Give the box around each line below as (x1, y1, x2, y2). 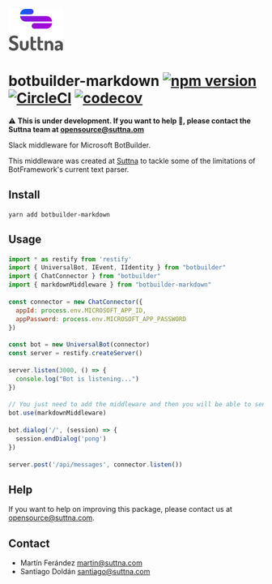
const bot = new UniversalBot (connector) (8, 341, 151, 349)
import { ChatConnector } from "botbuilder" (8, 273, 161, 281)
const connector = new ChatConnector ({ (8, 298, 143, 306)
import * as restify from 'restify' (8, 255, 132, 264)
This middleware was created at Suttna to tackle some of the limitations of (8, 156, 256, 165)
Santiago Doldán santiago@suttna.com (19, 567, 151, 577)
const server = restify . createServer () (8, 350, 143, 358)
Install (8, 188, 40, 202)
